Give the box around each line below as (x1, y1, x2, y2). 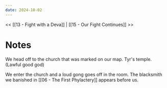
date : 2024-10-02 (5, 7, 42, 13)
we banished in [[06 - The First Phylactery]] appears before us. (5, 77, 139, 83)
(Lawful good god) (5, 62, 44, 68)
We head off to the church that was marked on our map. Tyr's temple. (5, 56, 152, 62)
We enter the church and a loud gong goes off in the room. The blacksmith (5, 71, 162, 77)
